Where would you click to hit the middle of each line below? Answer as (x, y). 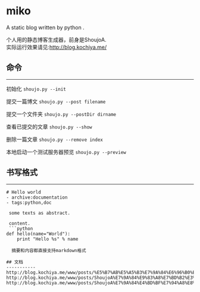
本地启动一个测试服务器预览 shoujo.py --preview (66, 152)
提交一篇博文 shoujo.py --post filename (56, 101)
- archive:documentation (37, 197)
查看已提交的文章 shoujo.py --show (49, 127)
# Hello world (24, 192)
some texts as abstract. (39, 213)
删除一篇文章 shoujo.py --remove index (54, 139)
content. (20, 223)
